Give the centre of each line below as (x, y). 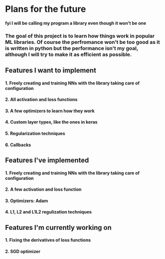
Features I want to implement (51, 70)
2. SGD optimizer (23, 251)
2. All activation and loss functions (41, 99)
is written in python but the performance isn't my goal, (72, 48)
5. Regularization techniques (35, 133)
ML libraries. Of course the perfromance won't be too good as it (82, 42)
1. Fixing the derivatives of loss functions (48, 240)
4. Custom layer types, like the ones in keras (51, 122)
